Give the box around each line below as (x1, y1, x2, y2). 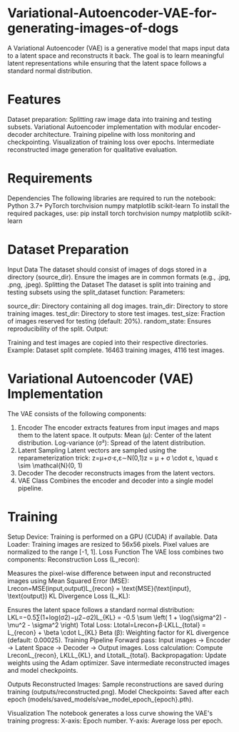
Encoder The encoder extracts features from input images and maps (17, 423, 220, 432)
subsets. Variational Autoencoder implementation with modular (7, 123, 193, 131)
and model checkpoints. (7, 666, 78, 674)
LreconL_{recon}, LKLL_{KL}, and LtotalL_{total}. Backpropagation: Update (7, 651, 227, 659)
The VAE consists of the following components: (7, 409, 147, 418)
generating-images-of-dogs (7, 20, 179, 36)
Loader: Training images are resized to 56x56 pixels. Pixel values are (7, 540, 209, 548)
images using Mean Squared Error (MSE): (7, 576, 130, 585)
